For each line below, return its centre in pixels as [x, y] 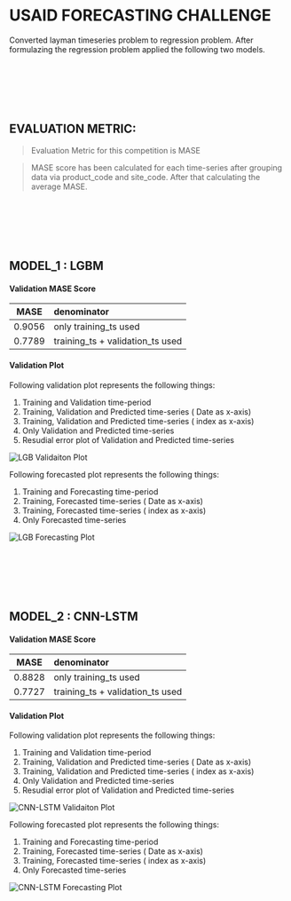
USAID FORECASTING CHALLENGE [141, 16]
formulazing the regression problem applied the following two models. [138, 49]
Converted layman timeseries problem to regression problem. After [132, 40]
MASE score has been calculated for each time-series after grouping [156, 167]
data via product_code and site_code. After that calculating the [145, 177]
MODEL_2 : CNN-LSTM [74, 616]
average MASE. [59, 186]
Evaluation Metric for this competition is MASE [116, 150]
